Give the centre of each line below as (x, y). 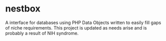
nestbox (23, 9)
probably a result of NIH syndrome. (42, 33)
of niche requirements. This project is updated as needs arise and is (76, 27)
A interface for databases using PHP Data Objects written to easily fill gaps (83, 22)
